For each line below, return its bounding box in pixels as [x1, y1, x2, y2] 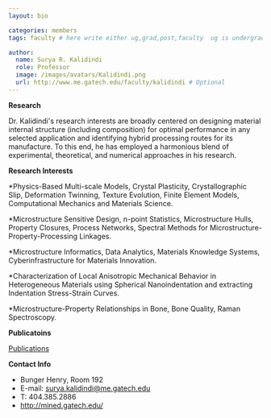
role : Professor [15, 64, 70, 72]
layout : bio [8, 11, 48, 20]
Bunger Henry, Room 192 [19, 375, 103, 384]
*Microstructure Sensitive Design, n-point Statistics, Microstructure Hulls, [8, 214, 254, 224]
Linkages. [79, 231, 111, 241]
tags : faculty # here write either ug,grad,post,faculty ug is [8, 34, 229, 42]
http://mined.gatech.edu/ [19, 400, 103, 410]
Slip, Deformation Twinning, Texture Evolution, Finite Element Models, [8, 190, 240, 200]
